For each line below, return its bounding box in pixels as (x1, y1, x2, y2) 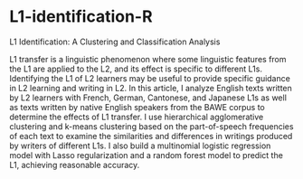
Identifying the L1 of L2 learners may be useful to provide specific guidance (9, 72, 291, 83)
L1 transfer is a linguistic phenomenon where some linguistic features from (9, 53, 287, 64)
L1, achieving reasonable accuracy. (9, 159, 140, 170)
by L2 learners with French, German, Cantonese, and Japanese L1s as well (9, 92, 288, 103)
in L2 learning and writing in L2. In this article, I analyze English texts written (9, 82, 292, 93)
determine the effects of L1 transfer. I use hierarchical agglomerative (9, 111, 264, 122)
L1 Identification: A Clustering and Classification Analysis (9, 36, 221, 47)
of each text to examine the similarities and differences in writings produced (9, 130, 293, 141)
